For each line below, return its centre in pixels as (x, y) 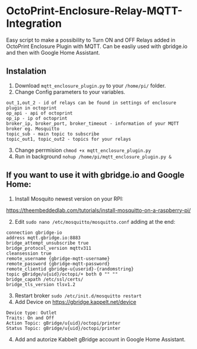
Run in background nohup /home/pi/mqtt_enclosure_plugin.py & (93, 156)
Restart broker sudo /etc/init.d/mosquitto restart (78, 296)
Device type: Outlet (32, 313)
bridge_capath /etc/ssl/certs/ (45, 279)
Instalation (26, 72)
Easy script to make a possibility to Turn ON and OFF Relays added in (91, 40)
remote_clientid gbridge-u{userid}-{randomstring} (70, 269)
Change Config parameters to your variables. (70, 92)
